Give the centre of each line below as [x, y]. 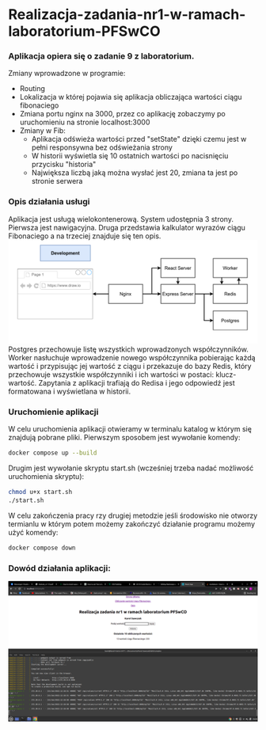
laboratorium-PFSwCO [84, 31]
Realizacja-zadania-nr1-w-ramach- [127, 15]
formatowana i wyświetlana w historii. [70, 391]
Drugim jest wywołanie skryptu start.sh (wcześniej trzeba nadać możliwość [131, 468]
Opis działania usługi [49, 202]
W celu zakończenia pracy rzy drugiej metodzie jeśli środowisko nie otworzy [133, 515]
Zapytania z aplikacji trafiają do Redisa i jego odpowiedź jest [137, 382]
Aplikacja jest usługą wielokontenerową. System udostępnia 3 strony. [121, 219]
